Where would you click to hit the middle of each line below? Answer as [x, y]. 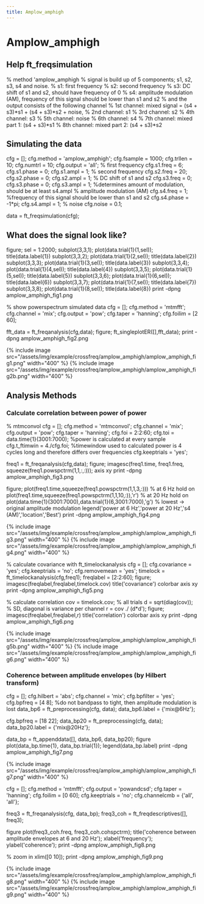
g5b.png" [18, 646]
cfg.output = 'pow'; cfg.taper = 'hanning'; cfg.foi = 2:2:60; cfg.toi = [90, 432]
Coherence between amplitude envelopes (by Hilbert [86, 675]
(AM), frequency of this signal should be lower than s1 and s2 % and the [97, 99]
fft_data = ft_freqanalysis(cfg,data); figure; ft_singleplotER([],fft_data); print [100, 332]
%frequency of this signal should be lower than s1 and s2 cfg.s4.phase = [98, 198]
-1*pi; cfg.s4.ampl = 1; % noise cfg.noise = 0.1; [65, 204]
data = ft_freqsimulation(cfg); [43, 216]
